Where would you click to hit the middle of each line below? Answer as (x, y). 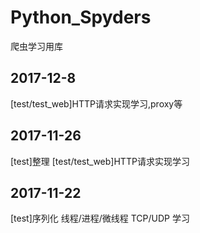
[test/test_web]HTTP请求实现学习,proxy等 (96, 103)
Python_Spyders (81, 17)
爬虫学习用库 (36, 46)
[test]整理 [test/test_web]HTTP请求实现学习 (100, 161)
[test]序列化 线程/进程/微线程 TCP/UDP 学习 (100, 218)
